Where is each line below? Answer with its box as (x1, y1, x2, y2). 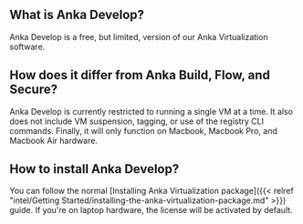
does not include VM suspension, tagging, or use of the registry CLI (9, 116, 265, 127)
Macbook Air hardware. (9, 135, 99, 146)
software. (9, 41, 46, 52)
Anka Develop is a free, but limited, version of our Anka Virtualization (9, 31, 268, 42)
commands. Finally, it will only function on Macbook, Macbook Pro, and (9, 125, 278, 136)
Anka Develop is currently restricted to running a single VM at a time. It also (9, 106, 294, 117)
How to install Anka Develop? (9, 161, 180, 177)
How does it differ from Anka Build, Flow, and (9, 67, 271, 83)
